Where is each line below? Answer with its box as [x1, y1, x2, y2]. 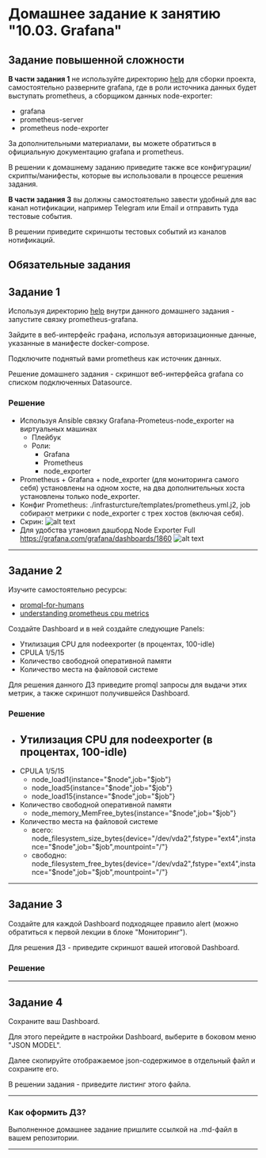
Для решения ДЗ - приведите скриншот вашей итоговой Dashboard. [8, 942, 240, 952]
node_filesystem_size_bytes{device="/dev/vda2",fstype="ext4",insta [31, 834, 256, 843]
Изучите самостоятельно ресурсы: [8, 585, 127, 595]
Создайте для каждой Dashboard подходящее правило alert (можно [8, 918, 239, 928]
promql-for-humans [19, 600, 85, 610]
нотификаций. [8, 236, 55, 244]
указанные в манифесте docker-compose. [8, 339, 150, 348]
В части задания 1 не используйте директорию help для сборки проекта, [8, 75, 256, 83]
